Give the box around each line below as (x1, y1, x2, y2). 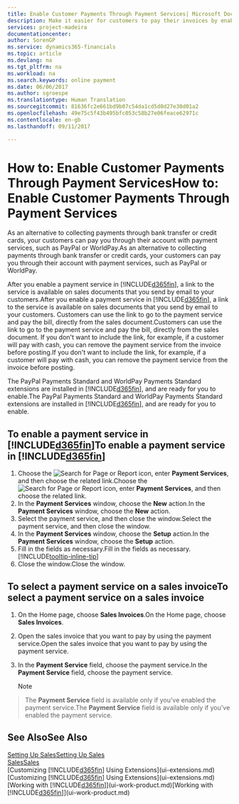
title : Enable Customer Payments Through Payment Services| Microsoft (7, 10, 221, 18)
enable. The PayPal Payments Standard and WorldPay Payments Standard (7, 392, 223, 401)
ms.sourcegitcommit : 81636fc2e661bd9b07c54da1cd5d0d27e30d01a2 (7, 103, 199, 110)
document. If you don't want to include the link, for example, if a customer (7, 333, 224, 342)
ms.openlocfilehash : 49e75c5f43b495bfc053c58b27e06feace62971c (7, 110, 199, 117)
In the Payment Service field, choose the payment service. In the (17, 661, 208, 670)
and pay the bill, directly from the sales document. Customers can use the (7, 318, 223, 327)
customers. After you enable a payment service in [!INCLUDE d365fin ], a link (7, 295, 229, 304)
